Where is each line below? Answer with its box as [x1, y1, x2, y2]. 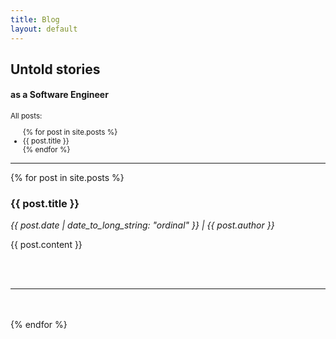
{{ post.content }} [10, 239, 83, 251]
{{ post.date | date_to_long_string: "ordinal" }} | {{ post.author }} [10, 219, 275, 231]
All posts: [10, 111, 43, 121]
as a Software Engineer [10, 89, 109, 101]
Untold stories [10, 61, 101, 78]
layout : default [10, 24, 78, 34]
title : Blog [10, 14, 60, 25]
